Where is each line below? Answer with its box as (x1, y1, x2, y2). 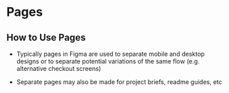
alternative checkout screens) (16, 65, 101, 72)
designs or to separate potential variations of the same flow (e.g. (16, 57, 200, 65)
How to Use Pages (6, 32, 87, 43)
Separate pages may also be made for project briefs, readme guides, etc (16, 78, 223, 86)
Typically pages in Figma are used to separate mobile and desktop (16, 50, 205, 58)
